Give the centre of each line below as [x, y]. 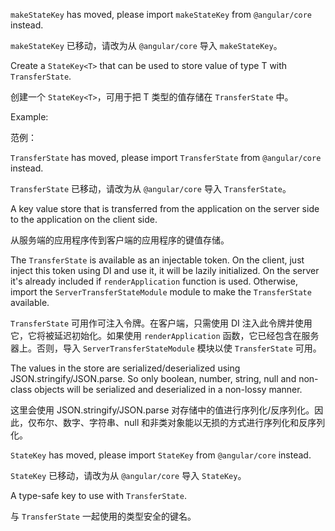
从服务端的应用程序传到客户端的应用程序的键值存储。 [120, 240]
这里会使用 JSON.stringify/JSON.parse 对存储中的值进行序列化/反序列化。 [162, 410]
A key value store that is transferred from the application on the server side [165, 208]
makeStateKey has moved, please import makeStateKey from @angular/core [161, 14]
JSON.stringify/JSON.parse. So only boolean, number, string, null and [153, 378]
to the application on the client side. [84, 219]
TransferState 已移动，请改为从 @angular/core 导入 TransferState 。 [151, 188]
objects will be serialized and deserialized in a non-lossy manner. [168, 389]
